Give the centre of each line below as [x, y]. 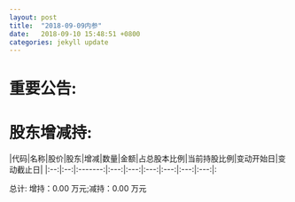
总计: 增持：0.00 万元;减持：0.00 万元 [78, 189]
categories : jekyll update [59, 42]
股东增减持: [51, 132]
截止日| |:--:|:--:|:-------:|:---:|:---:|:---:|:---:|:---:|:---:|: [116, 170]
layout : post [33, 17]
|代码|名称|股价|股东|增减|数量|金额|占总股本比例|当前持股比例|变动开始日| [144, 159]
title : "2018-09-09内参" [55, 26]
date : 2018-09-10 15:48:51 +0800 [75, 34]
